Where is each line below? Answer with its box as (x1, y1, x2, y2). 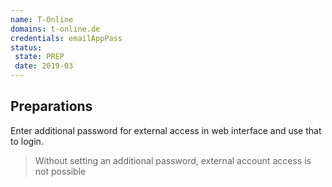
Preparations (10, 98, 93, 115)
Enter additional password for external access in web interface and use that (10, 124, 322, 136)
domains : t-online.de (10, 24, 101, 34)
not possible (34, 165, 87, 177)
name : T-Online (10, 14, 74, 25)
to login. (10, 135, 44, 147)
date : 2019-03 (14, 61, 74, 71)
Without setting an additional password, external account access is (34, 154, 312, 166)
